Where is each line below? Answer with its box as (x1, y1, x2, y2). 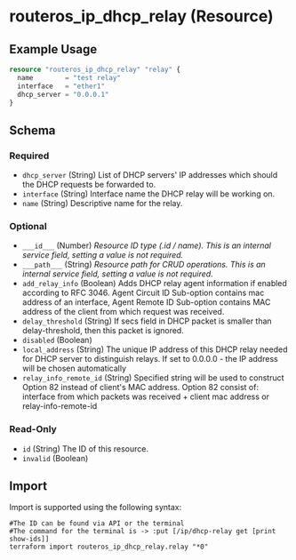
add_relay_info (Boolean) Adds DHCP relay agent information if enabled (21, 278, 287, 289)
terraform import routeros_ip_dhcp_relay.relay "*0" (9, 542, 209, 552)
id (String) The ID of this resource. (21, 443, 149, 454)
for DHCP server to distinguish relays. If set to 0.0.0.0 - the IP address (21, 354, 278, 364)
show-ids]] (9, 535, 50, 544)
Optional (9, 220, 47, 232)
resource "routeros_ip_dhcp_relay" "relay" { (9, 65, 180, 74)
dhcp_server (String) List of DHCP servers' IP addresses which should (21, 170, 278, 180)
